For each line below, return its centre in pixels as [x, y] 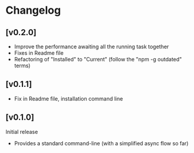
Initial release [22, 132]
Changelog [33, 10]
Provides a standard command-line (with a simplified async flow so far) [101, 143]
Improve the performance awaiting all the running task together [92, 46]
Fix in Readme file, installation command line [69, 98]
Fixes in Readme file [39, 53]
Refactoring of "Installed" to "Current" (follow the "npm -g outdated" [98, 59]
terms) [22, 65]
